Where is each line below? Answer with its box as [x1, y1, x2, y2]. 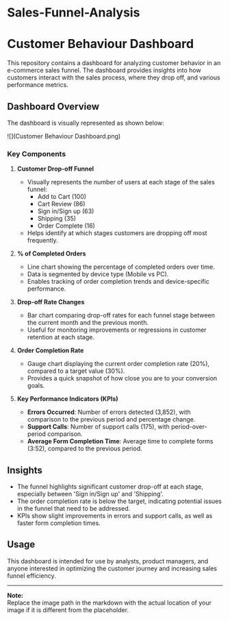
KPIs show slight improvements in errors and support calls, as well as [16, 512, 213, 520]
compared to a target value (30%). [27, 367, 125, 375]
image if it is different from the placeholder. [7, 605, 129, 614]
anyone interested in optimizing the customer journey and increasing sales [7, 564, 218, 572]
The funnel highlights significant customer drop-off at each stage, [16, 483, 203, 491]
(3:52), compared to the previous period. [27, 444, 142, 453]
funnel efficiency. [7, 571, 56, 580]
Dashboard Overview [7, 101, 100, 112]
